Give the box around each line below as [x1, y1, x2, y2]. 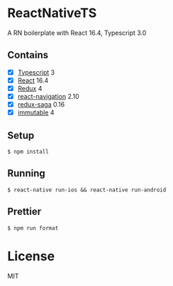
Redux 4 [17, 84, 43, 92]
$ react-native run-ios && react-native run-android [7, 186, 167, 194]
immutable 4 [17, 108, 55, 117]
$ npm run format [7, 224, 59, 232]
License [7, 248, 55, 264]
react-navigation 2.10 [17, 92, 79, 100]
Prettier [7, 206, 42, 218]
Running [7, 167, 46, 179]
